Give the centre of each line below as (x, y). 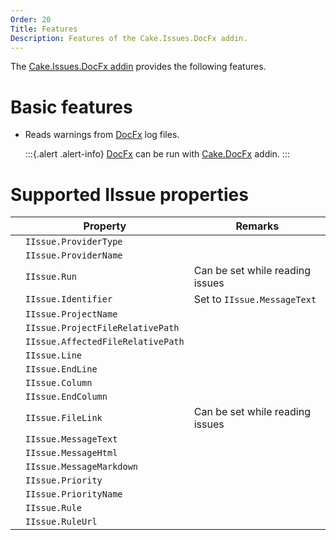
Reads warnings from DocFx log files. (102, 135)
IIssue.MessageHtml (71, 453)
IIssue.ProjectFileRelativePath (102, 328)
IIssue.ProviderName (74, 255)
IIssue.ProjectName (71, 314)
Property (105, 226)
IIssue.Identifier (69, 299)
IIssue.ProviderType (74, 242)
